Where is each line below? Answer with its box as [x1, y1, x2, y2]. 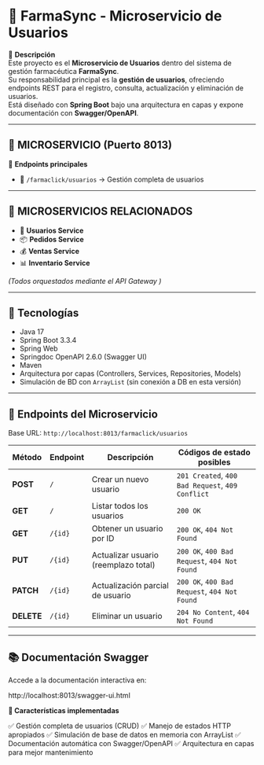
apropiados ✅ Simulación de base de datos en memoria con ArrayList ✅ [8, 730, 241, 739]
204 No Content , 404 [176, 607, 250, 618]
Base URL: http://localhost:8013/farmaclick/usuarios [8, 428, 189, 438]
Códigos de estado [178, 447, 251, 458]
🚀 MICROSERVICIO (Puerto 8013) [8, 138, 173, 152]
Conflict [176, 490, 210, 498]
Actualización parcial [91, 580, 169, 591]
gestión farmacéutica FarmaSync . [8, 66, 119, 75]
